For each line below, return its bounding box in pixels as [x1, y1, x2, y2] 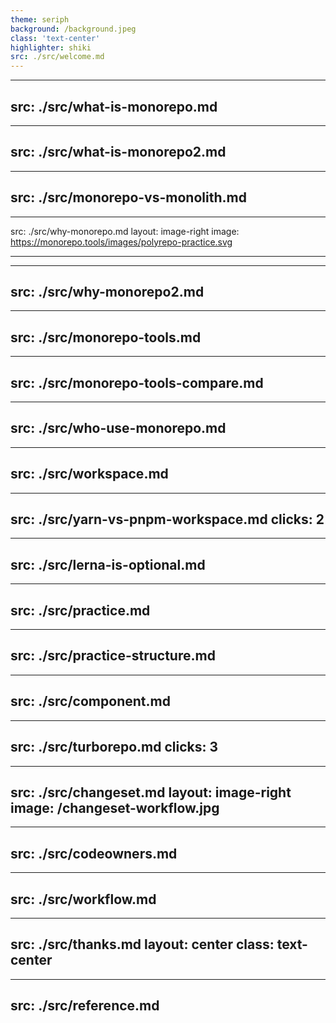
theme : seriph [10, 14, 70, 25]
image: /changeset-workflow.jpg [10, 799, 220, 816]
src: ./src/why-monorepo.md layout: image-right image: [10, 225, 240, 237]
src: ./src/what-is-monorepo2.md [10, 144, 227, 161]
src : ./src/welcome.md [10, 52, 105, 62]
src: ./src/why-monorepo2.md [10, 283, 205, 300]
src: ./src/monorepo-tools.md [10, 329, 202, 346]
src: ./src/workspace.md [10, 466, 169, 483]
